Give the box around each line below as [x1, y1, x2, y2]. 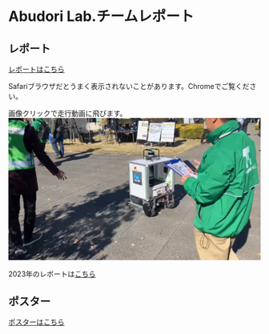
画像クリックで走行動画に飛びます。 [8, 109, 127, 118]
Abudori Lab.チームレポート [8, 7, 195, 26]
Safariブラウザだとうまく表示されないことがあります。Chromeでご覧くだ [8, 82, 250, 91]
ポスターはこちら [8, 317, 65, 327]
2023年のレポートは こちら [8, 269, 96, 279]
